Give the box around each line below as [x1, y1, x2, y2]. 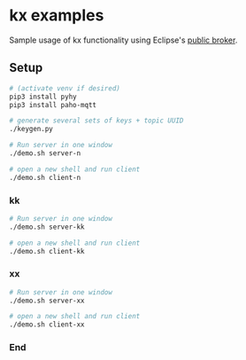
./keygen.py [9, 125, 53, 134]
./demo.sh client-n [9, 173, 81, 182]
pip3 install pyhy [9, 92, 77, 101]
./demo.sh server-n [9, 149, 81, 158]
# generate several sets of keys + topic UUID [9, 116, 184, 125]
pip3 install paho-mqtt [9, 100, 97, 109]
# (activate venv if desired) [9, 83, 121, 93]
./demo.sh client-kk [9, 247, 86, 255]
